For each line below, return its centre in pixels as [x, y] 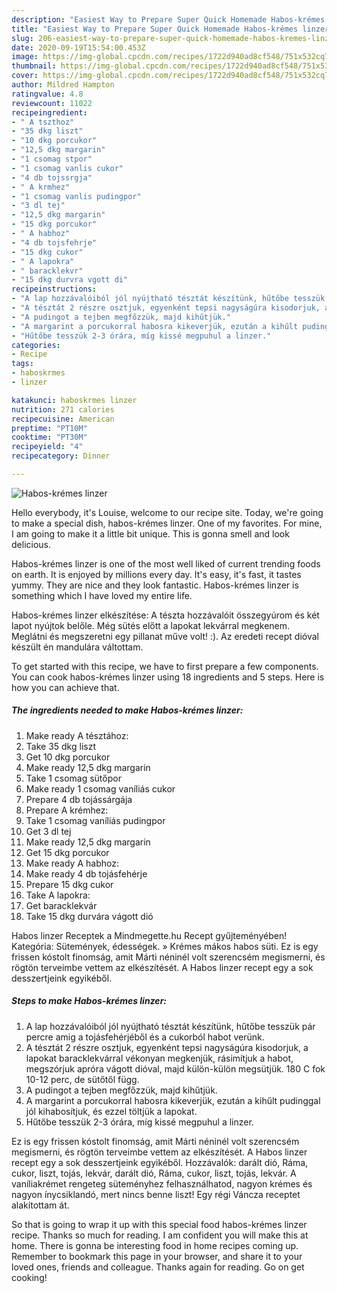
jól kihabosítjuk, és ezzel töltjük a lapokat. [111, 1111]
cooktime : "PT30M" [49, 437]
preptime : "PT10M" [49, 428]
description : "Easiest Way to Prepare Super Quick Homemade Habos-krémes [168, 19]
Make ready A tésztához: [77, 735]
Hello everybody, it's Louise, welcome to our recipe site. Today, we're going [167, 512]
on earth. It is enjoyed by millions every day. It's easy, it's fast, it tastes [156, 574]
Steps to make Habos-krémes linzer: [89, 1001]
